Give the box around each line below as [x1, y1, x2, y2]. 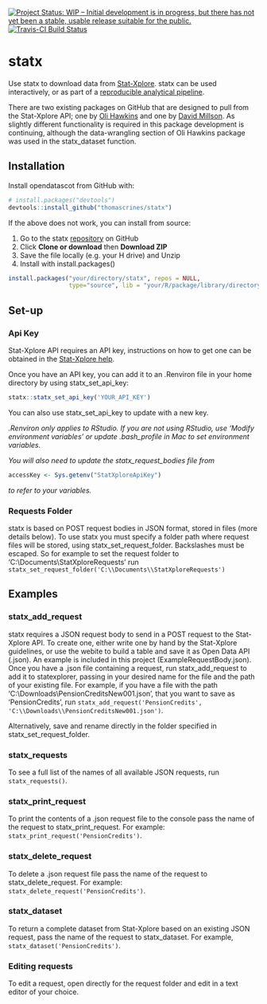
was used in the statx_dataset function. [8, 136, 137, 146]
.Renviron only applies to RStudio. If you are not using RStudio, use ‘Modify [8, 423, 254, 433]
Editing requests [8, 960, 73, 971]
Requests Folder [8, 505, 73, 516]
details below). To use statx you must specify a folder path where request [8, 531, 250, 541]
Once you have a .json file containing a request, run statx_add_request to [8, 663, 248, 673]
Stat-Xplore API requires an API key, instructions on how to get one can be [8, 345, 252, 355]
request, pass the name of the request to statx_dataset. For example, [8, 932, 234, 942]
